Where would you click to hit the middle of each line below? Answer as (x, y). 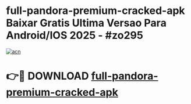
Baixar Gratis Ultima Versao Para (86, 23)
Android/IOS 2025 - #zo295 (75, 35)
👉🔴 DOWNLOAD (47, 76)
